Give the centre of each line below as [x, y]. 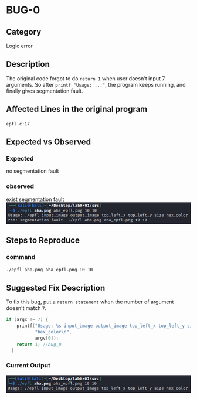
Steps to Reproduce [43, 240]
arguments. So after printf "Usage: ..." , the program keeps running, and [96, 84]
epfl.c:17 [18, 124]
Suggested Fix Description [56, 288]
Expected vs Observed [49, 142]
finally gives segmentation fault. [45, 91]
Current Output [28, 366]
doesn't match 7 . [26, 308]
